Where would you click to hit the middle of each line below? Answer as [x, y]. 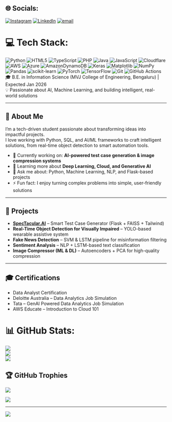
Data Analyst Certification [40, 293]
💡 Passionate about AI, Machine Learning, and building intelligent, [75, 90]
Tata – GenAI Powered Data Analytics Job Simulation [68, 304]
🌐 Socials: [22, 8]
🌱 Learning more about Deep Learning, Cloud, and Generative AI [82, 166]
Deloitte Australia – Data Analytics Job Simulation [64, 298]
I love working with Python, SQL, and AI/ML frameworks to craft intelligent [83, 140]
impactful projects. [25, 134]
